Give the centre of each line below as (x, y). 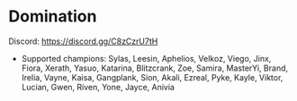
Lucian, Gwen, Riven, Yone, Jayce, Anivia (98, 87)
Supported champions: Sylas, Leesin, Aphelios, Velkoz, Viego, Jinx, (146, 58)
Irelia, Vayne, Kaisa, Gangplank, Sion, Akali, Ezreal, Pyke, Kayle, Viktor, (152, 77)
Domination (53, 17)
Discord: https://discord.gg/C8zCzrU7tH (83, 41)
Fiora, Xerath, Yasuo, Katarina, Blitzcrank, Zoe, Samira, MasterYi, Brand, (155, 68)
